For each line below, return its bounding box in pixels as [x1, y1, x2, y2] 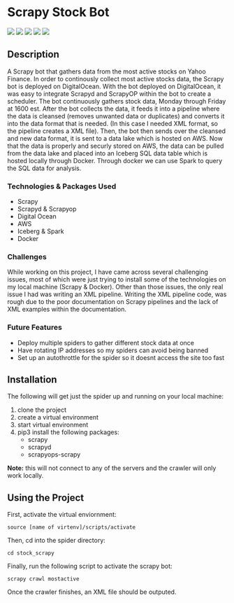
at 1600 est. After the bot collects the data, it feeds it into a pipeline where [7, 104, 220, 113]
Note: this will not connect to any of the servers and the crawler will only [7, 464, 217, 473]
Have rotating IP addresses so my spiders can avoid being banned [17, 346, 209, 354]
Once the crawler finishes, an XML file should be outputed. [7, 588, 177, 596]
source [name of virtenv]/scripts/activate [7, 524, 136, 531]
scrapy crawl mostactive [7, 576, 80, 583]
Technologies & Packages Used [7, 181, 117, 191]
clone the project [17, 406, 67, 414]
